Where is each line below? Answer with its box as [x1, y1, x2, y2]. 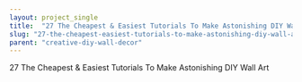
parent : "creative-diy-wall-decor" [9, 37, 143, 47]
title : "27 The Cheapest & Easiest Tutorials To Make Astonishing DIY [9, 21, 283, 30]
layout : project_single [9, 12, 99, 22]
